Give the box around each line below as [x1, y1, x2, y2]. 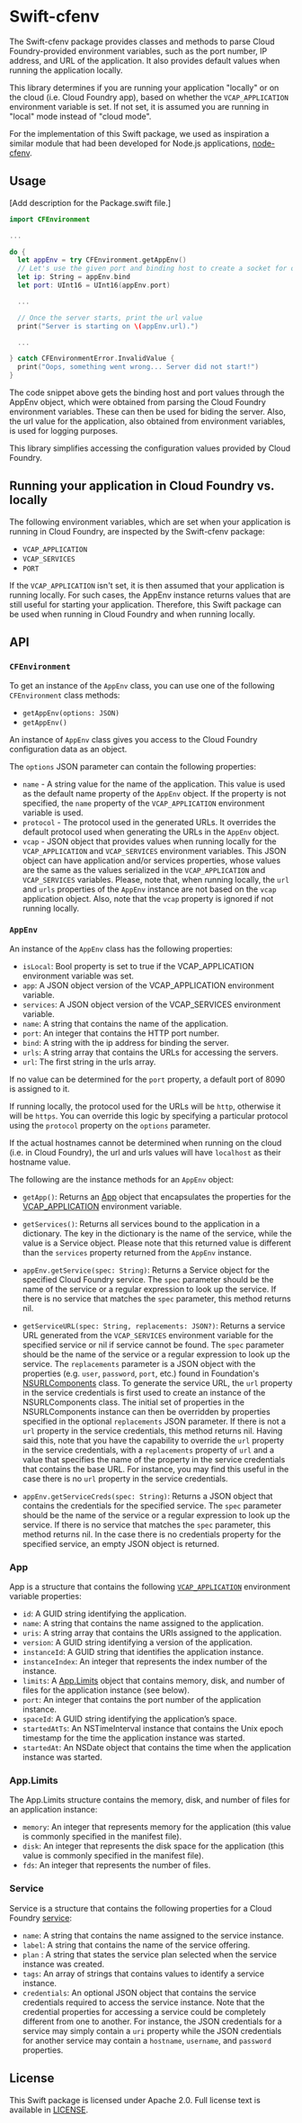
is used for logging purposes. [9, 426, 119, 436]
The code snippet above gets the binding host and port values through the [9, 387, 285, 398]
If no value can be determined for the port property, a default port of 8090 [9, 1074, 286, 1084]
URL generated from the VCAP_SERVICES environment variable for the [22, 1329, 274, 1340]
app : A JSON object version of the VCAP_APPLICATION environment [22, 979, 275, 991]
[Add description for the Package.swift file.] [9, 197, 172, 208]
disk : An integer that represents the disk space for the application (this [22, 1840, 285, 1851]
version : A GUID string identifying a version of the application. [22, 1637, 253, 1648]
